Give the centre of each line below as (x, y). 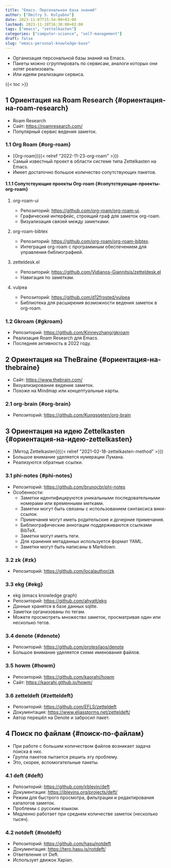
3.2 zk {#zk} (21, 560)
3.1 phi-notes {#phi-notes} (39, 475)
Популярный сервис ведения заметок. (55, 132)
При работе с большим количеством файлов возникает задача (81, 746)
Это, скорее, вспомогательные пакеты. (56, 762)
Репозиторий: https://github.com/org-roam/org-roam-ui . (80, 211)
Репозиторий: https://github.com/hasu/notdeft (62, 844)
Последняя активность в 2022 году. (52, 343)
